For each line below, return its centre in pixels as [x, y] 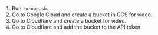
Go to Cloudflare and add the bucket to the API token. [77, 27]
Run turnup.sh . [30, 8]
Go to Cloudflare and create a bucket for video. [69, 21]
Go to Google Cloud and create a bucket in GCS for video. [82, 15]
